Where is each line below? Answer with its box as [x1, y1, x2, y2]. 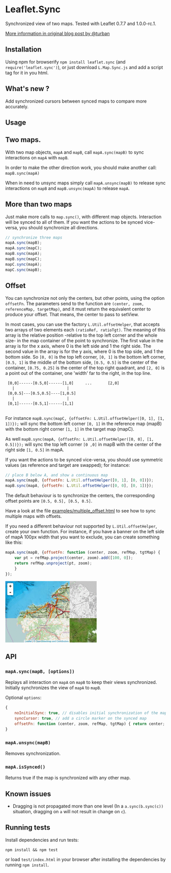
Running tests [5, 823, 51, 832]
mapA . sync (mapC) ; [5, 246, 42, 251]
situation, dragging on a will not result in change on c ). [12, 808, 127, 814]
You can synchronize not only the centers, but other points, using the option [5, 295, 165, 301]
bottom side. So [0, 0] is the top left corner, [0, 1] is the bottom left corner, [5, 353, 166, 360]
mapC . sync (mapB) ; [5, 267, 42, 272]
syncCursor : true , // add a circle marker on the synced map [14, 716, 147, 721]
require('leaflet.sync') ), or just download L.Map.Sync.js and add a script [5, 64, 163, 70]
